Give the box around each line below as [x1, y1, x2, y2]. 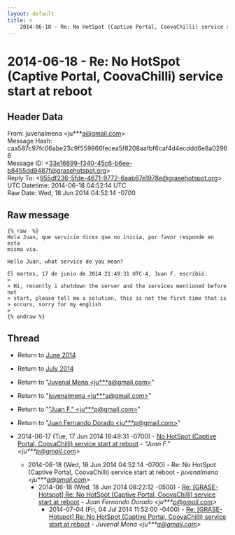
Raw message [7, 209, 70, 221]
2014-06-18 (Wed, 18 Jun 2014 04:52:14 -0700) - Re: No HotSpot [27, 461, 217, 469]
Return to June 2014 [17, 351, 76, 359]
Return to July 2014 [17, 364, 74, 373]
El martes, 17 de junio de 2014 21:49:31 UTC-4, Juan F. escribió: [7, 271, 208, 278]
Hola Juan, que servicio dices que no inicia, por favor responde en [7, 234, 215, 241]
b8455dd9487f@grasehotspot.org [7, 166, 107, 175]
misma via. [7, 246, 39, 253]
